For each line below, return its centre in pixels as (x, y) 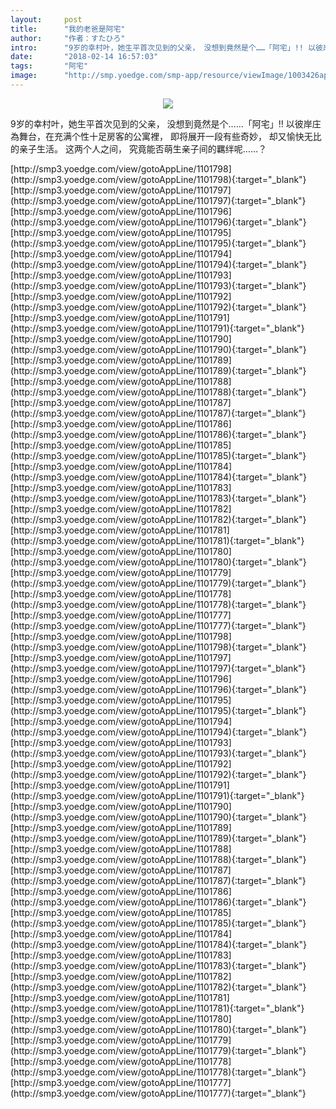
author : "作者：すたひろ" (68, 38)
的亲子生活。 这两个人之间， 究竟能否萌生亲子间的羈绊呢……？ (139, 148)
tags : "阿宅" (49, 66)
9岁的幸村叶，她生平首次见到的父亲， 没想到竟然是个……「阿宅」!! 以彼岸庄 (166, 123)
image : (24, 76)
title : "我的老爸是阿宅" (68, 29)
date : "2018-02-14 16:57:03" (84, 57)
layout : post (46, 19)
